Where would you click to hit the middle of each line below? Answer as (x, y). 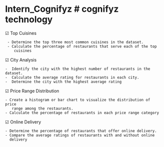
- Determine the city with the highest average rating (63, 82)
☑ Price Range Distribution (32, 91)
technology (29, 19)
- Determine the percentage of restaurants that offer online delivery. (81, 131)
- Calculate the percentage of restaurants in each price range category (82, 113)
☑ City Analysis (21, 59)
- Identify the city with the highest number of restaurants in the (78, 69)
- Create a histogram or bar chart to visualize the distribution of (78, 100)
